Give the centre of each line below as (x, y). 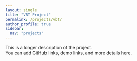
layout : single (21, 10)
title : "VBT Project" (28, 15)
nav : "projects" (27, 33)
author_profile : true (28, 24)
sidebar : (14, 29)
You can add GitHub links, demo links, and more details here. (69, 53)
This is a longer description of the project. (49, 48)
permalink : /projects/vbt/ (34, 19)
